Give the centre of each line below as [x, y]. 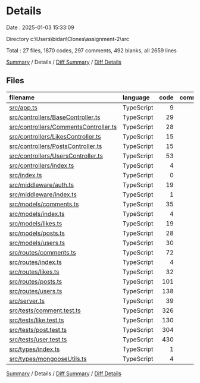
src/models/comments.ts [44, 204]
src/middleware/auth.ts [42, 184]
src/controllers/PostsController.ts [56, 146]
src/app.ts [23, 107]
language [136, 98]
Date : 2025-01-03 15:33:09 [40, 27]
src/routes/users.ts [36, 291]
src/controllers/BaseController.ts [55, 117]
